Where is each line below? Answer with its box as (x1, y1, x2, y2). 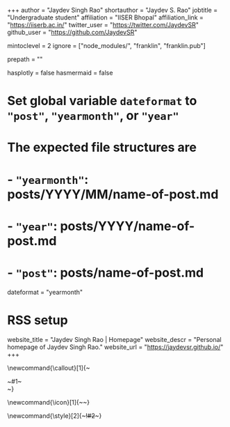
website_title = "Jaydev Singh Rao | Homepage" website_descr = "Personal (7, 335, 222, 343)
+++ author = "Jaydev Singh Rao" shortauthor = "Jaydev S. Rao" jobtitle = (7, 6, 217, 14)
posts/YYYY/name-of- (60, 218, 195, 234)
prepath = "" (7, 55, 43, 63)
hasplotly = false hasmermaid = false (7, 69, 113, 77)
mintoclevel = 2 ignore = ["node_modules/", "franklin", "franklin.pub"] (7, 42, 206, 49)
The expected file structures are (7, 139, 197, 155)
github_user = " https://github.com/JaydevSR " (7, 28, 138, 36)
